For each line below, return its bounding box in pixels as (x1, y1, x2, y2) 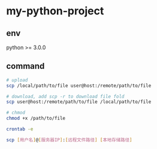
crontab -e (6, 126, 34, 132)
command (6, 61, 45, 71)
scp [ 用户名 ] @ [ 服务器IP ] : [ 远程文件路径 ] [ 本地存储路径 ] (6, 136, 132, 143)
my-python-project (6, 4, 104, 18)
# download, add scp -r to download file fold (6, 93, 125, 99)
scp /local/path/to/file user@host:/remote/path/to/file (6, 83, 152, 89)
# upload (6, 77, 28, 83)
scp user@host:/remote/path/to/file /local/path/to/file (6, 99, 152, 105)
